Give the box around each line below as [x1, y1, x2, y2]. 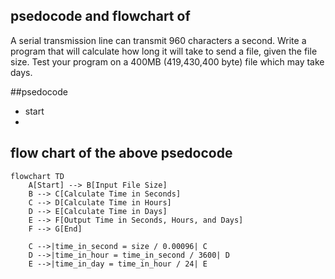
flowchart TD [10, 171, 65, 181]
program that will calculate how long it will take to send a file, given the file [10, 45, 318, 57]
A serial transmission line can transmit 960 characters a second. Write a [10, 34, 307, 46]
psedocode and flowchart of [10, 8, 191, 25]
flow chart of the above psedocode [10, 145, 233, 162]
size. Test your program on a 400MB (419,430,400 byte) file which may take [10, 55, 325, 68]
